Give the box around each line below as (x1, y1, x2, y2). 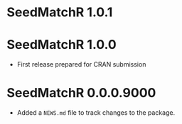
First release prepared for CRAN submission (16, 60, 146, 69)
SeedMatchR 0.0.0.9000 (6, 85, 156, 101)
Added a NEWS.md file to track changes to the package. (16, 108, 176, 117)
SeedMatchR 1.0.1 (6, 4, 113, 21)
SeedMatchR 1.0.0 (6, 37, 117, 53)
